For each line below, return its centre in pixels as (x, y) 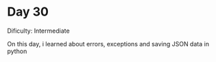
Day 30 (28, 12)
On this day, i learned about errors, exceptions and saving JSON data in (108, 44)
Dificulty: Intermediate (38, 31)
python (17, 51)
